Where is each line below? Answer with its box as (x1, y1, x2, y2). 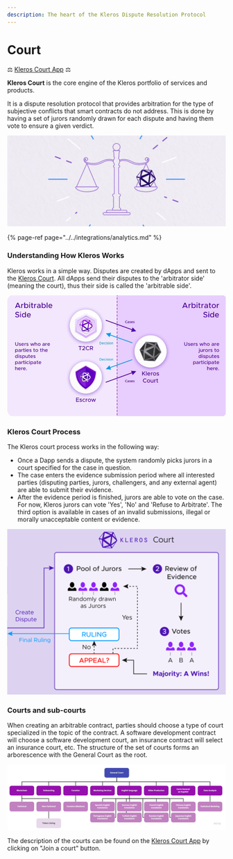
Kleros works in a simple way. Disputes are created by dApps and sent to (7, 266, 216, 275)
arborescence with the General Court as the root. (7, 751, 148, 759)
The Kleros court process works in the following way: (7, 443, 159, 451)
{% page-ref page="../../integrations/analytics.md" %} (7, 234, 162, 242)
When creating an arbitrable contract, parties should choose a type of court (7, 721, 224, 730)
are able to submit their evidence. (17, 486, 113, 494)
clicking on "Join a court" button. (7, 844, 101, 853)
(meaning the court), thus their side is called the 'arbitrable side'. (7, 281, 192, 290)
